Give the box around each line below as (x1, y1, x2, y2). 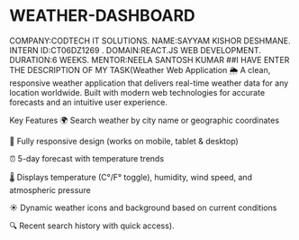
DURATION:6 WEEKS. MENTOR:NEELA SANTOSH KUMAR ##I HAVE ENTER (9, 54, 290, 65)
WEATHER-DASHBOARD (9, 5, 195, 26)
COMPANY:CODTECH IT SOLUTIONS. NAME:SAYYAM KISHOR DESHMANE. (9, 35, 291, 46)
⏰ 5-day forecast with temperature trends (9, 152, 165, 163)
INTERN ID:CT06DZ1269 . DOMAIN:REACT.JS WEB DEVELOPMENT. (9, 44, 261, 55)
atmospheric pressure (9, 184, 92, 195)
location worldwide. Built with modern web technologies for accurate (9, 87, 266, 97)
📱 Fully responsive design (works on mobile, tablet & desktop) (9, 135, 239, 146)
